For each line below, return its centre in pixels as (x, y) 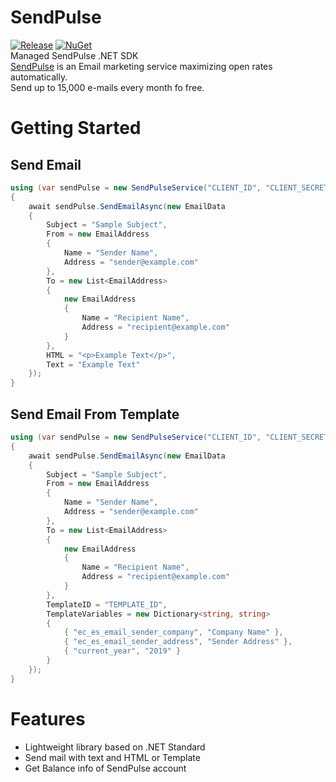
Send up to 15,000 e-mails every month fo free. (107, 87)
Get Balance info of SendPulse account (105, 768)
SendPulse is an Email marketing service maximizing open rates (141, 66)
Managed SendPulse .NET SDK (74, 55)
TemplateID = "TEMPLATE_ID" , (107, 604)
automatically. (39, 77)
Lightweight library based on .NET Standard (115, 747)
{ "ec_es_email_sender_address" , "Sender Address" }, (178, 642)
